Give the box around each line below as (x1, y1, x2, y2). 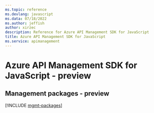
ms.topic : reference (5, 7, 47, 12)
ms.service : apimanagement (5, 39, 60, 44)
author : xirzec (5, 25, 36, 30)
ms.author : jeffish (5, 20, 45, 26)
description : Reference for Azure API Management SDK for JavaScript (5, 30, 150, 35)
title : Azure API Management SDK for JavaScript (5, 35, 106, 39)
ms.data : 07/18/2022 (5, 16, 47, 21)
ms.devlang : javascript (5, 12, 54, 17)
